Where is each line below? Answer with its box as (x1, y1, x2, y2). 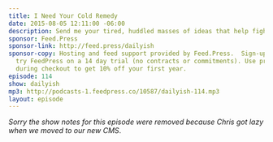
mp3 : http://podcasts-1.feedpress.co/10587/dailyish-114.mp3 (8, 87, 220, 96)
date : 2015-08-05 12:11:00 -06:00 (8, 19, 126, 28)
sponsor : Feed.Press (8, 34, 79, 43)
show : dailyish (8, 80, 60, 88)
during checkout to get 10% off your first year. (15, 65, 187, 73)
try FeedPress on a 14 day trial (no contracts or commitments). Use (15, 58, 256, 66)
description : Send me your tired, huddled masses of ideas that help (8, 27, 249, 35)
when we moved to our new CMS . (8, 126, 122, 136)
